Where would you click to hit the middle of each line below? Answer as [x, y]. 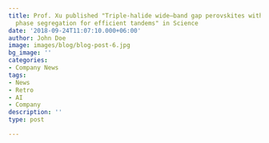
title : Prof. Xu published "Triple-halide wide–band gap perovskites [127, 16]
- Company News [34, 68]
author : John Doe [37, 38]
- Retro [21, 90]
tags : [17, 75]
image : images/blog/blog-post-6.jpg [69, 46]
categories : [28, 61]
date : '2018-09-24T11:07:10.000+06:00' [75, 30]
